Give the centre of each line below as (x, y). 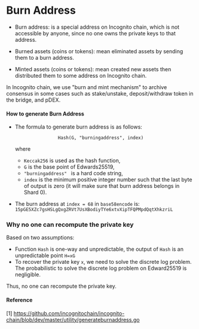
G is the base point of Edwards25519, (69, 167)
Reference (19, 300)
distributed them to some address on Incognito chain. (81, 75)
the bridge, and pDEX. (33, 100)
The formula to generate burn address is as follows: (78, 127)
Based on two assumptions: (40, 237)
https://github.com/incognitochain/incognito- (69, 313)
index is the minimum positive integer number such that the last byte (108, 179)
